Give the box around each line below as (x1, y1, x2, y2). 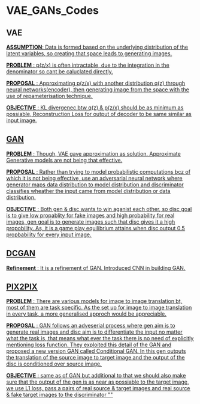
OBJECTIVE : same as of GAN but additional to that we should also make (6, 372, 186, 379)
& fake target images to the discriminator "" (6, 391, 113, 399)
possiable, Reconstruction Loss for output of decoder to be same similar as (6, 111, 192, 117)
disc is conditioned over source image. (6, 360, 102, 367)
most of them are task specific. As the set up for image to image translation (6, 304, 192, 311)
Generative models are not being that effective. (6, 156, 123, 164)
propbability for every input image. (6, 231, 92, 238)
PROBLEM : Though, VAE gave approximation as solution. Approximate (6, 150, 181, 157)
